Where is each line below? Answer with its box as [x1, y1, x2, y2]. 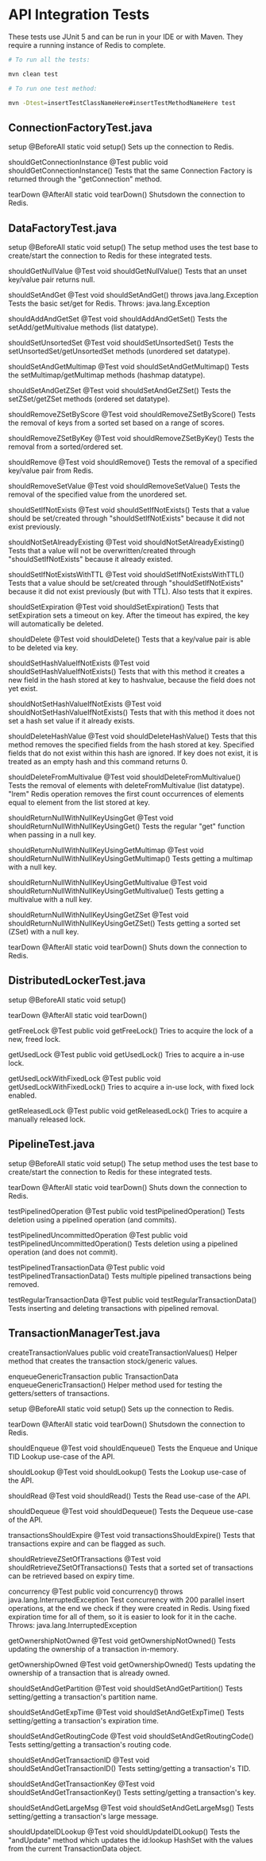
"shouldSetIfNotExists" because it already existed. [8, 555, 173, 564]
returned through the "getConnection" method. [8, 174, 163, 184]
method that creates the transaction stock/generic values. [8, 1356, 199, 1366]
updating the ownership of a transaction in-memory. [8, 1644, 179, 1653]
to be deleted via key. [8, 643, 79, 653]
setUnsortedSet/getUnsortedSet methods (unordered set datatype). [8, 346, 230, 356]
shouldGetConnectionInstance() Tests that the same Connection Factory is [8, 166, 253, 176]
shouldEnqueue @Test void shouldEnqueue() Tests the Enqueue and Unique [8, 1443, 258, 1453]
